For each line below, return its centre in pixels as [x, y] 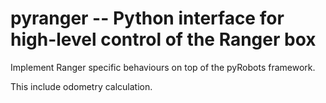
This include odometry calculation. [81, 86]
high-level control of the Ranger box [163, 39]
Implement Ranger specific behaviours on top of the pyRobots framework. [163, 67]
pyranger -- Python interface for [147, 18]
